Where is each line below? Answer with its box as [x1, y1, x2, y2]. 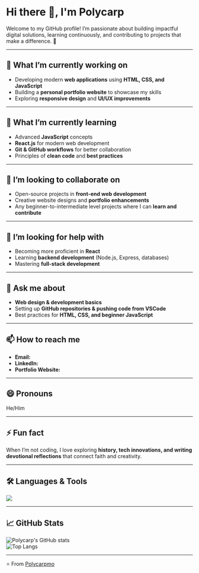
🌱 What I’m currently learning [6, 118, 117, 128]
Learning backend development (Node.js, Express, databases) [14, 254, 169, 261]
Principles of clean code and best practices [14, 152, 123, 159]
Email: [14, 353, 31, 360]
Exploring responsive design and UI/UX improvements [14, 95, 151, 102]
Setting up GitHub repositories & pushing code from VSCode [14, 305, 166, 312]
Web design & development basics [14, 299, 102, 305]
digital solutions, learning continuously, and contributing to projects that [6, 31, 182, 38]
